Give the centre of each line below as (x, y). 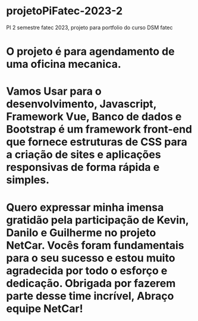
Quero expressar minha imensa (85, 207)
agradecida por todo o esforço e (87, 271)
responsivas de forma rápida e (83, 167)
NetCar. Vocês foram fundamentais (95, 245)
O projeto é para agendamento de (90, 52)
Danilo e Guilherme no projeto (81, 233)
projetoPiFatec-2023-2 (65, 11)
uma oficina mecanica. (64, 64)
